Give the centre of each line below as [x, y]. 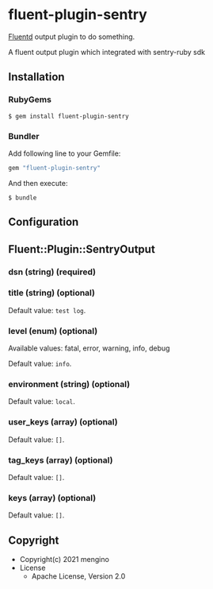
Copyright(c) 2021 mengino [64, 560]
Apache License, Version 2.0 [78, 576]
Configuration [44, 222]
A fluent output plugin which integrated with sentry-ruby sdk [107, 52]
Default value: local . [42, 401]
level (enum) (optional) [53, 331]
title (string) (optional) [52, 293]
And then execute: [38, 183]
